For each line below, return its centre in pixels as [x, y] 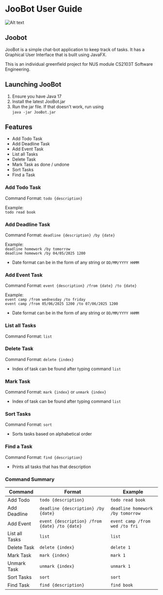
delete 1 [121, 548]
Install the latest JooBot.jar [39, 101]
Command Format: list [29, 336]
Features [19, 127]
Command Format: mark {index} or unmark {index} [56, 392]
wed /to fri [124, 526]
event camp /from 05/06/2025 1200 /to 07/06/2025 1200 [62, 304]
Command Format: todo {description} [44, 198]
